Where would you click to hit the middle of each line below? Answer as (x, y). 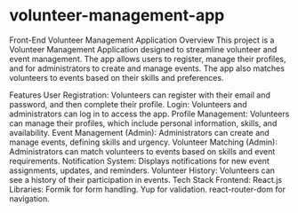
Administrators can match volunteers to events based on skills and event (142, 151)
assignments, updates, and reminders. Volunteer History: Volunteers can (142, 170)
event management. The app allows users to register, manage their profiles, (148, 59)
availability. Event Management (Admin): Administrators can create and (139, 132)
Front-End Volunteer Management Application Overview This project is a (142, 40)
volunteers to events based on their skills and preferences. (117, 77)
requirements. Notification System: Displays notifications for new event (139, 161)
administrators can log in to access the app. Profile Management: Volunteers (149, 114)
